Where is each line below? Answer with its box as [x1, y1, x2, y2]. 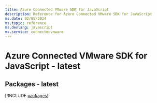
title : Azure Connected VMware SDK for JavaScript [5, 7, 109, 12]
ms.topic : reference [5, 20, 47, 26]
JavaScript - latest [5, 61, 81, 72]
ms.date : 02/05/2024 [5, 16, 47, 21]
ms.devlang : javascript [5, 25, 53, 30]
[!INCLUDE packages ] [5, 93, 49, 98]
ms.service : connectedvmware [5, 29, 64, 34]
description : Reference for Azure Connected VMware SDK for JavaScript [5, 12, 152, 16]
